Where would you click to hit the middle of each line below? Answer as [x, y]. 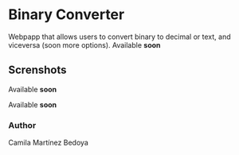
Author [22, 125]
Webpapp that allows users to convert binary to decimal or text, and [119, 37]
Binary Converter [67, 15]
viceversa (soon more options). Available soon [84, 45]
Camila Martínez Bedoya [49, 143]
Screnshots [37, 70]
